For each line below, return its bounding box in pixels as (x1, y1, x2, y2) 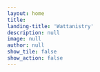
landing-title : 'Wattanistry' (7, 23, 94, 29)
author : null (7, 42, 45, 49)
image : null (7, 36, 41, 43)
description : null (7, 29, 60, 36)
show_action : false (7, 55, 63, 62)
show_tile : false (7, 49, 57, 56)
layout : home (7, 10, 45, 17)
